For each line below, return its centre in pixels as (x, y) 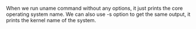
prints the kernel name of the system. (51, 20)
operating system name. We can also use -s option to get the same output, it (98, 14)
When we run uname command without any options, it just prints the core (94, 8)
